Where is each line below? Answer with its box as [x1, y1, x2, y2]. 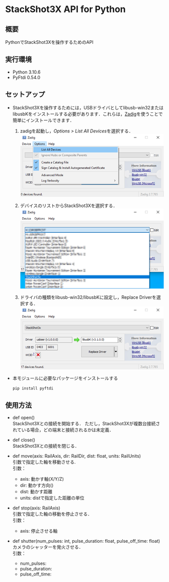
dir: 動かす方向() [20, 482, 54, 488]
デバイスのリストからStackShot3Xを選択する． [20, 203, 118, 209]
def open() [12, 415, 35, 421]
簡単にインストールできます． [12, 117, 74, 123]
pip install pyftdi [12, 386, 54, 391]
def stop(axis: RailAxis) [12, 505, 60, 511]
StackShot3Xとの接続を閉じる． [12, 443, 79, 449]
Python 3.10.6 [12, 69, 41, 75]
